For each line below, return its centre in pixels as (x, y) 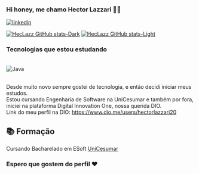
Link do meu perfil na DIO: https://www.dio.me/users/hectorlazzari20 (91, 112)
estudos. (17, 93)
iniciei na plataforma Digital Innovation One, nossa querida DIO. (84, 105)
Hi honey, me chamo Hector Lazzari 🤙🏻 (64, 10)
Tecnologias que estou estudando (57, 49)
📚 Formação (30, 131)
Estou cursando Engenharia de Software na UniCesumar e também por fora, (100, 99)
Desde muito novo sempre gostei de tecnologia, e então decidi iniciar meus (99, 86)
